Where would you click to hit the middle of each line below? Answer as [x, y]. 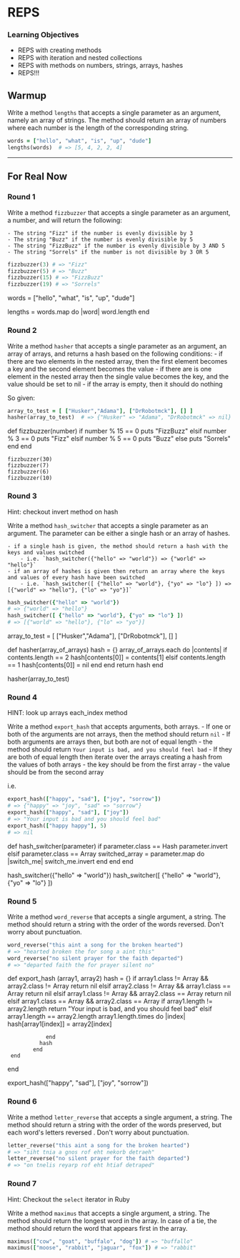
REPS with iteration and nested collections [80, 58]
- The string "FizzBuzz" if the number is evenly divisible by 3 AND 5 [116, 246]
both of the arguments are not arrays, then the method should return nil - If [119, 734]
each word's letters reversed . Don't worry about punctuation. [98, 1132]
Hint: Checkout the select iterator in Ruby [69, 1199]
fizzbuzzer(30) [30, 459]
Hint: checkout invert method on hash [63, 511]
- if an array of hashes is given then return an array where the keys [116, 571]
